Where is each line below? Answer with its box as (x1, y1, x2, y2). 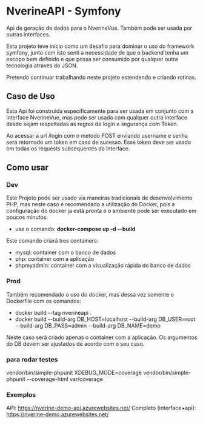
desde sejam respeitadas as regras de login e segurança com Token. (6, 120, 179, 127)
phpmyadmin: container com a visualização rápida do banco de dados (15, 262, 191, 269)
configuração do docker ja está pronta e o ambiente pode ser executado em (6, 207, 197, 215)
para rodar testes (6, 355, 58, 363)
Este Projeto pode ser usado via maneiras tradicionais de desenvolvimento (6, 194, 193, 201)
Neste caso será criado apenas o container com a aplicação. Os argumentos (6, 334, 198, 341)
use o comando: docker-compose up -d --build (15, 226, 136, 233)
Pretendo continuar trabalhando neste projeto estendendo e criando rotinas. (6, 73, 197, 81)
